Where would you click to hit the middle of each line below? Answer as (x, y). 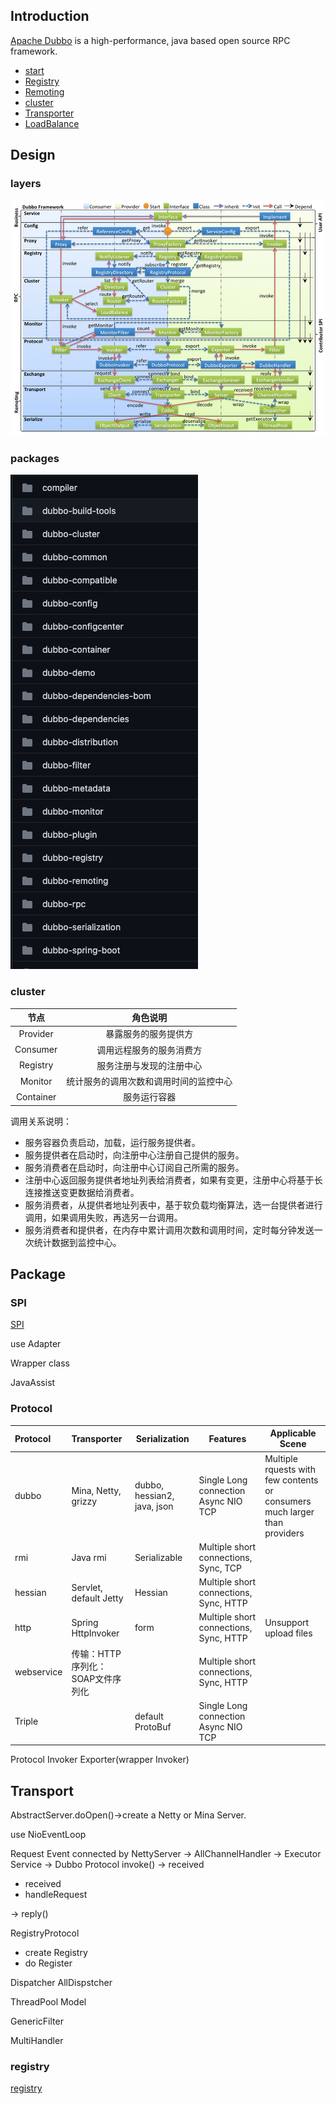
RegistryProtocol (45, 1933)
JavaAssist (33, 1383)
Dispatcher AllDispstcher (61, 1983)
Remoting (44, 91)
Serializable (158, 1557)
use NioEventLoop (48, 1835)
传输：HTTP (96, 1653)
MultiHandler (37, 2041)
